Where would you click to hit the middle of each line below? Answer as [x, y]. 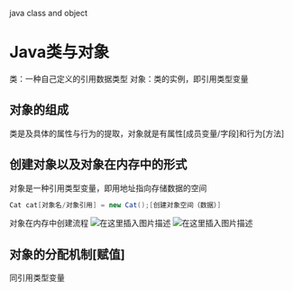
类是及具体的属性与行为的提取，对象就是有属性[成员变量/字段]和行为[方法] [147, 133]
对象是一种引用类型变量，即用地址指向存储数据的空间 [108, 187]
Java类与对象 [60, 52]
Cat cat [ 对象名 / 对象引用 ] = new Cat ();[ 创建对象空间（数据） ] [115, 205]
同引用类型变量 [37, 277]
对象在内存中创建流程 [49, 223]
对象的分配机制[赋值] [67, 255]
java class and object [49, 13]
